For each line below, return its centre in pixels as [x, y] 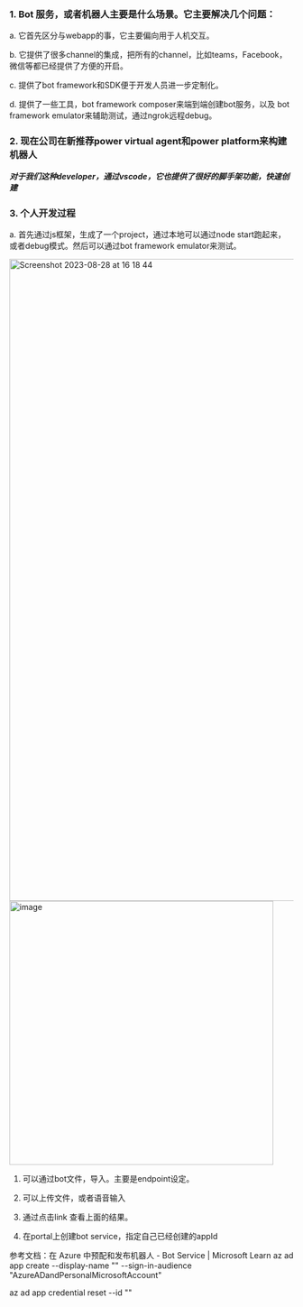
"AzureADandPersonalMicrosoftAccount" [86, 1275]
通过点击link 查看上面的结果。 [78, 1217]
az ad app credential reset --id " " [71, 1293]
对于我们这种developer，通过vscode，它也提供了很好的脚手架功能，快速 [146, 176]
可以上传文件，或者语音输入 [74, 1198]
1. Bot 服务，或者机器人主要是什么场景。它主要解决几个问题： [142, 14]
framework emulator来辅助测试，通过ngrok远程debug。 [113, 115]
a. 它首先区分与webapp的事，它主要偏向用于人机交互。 [112, 36]
